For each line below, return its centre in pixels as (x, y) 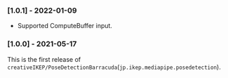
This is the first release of (44, 59)
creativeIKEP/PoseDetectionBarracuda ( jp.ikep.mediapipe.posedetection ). (114, 67)
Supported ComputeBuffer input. (65, 26)
